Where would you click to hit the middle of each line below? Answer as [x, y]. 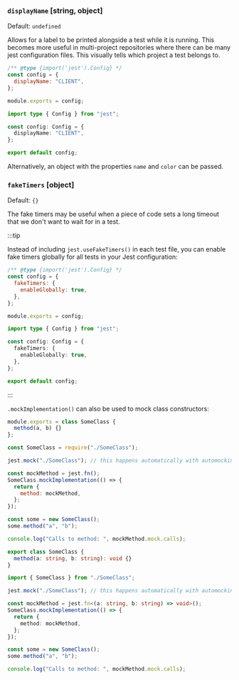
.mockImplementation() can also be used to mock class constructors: [108, 408]
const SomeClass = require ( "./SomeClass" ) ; [73, 448]
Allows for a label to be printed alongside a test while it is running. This [111, 40]
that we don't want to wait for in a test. [64, 222]
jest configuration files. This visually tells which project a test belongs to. [114, 55]
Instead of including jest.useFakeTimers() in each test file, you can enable [117, 249]
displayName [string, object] [55, 11]
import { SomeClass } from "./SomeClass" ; [71, 578]
